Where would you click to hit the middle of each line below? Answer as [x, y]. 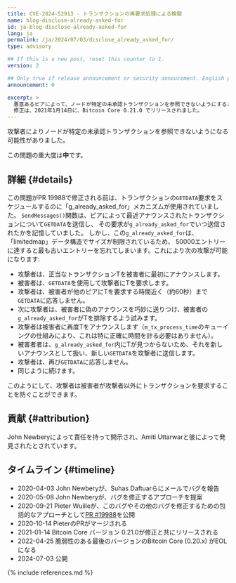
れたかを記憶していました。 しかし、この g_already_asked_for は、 [103, 232]
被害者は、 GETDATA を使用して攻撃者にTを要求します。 [95, 282]
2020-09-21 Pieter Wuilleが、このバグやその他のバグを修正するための [118, 506]
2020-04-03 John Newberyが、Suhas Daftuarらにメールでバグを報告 [118, 488]
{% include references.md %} [50, 572]
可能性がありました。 [38, 140]
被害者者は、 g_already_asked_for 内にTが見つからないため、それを [114, 344]
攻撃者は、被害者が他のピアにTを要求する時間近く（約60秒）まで [113, 291]
